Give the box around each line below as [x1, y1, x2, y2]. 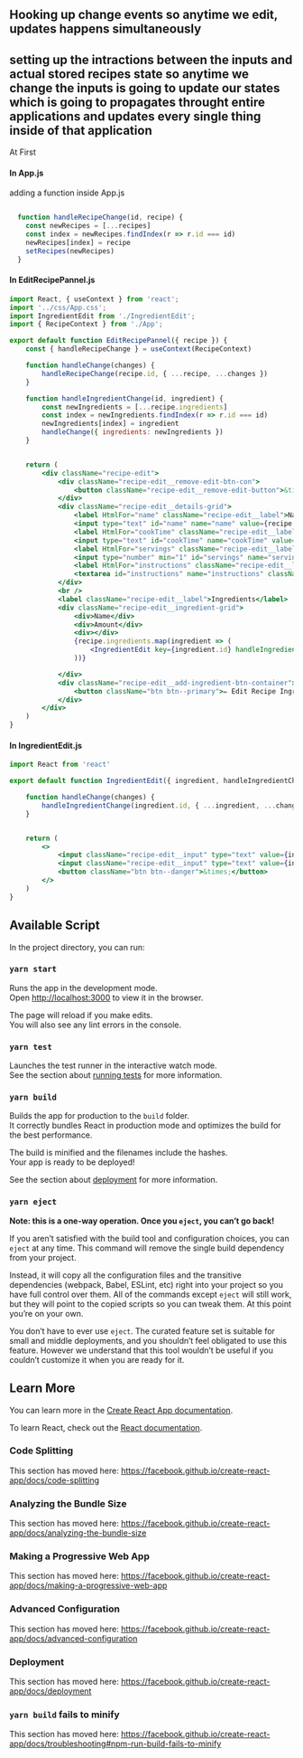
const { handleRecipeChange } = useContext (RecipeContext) [25, 345, 252, 354]
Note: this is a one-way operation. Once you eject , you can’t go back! [9, 1215, 275, 1226]
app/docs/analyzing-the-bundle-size [9, 1527, 147, 1538]
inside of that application [9, 122, 152, 138]
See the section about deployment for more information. [9, 1175, 218, 1186]
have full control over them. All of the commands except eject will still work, [9, 1289, 292, 1300]
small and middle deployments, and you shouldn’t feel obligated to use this [9, 1335, 287, 1346]
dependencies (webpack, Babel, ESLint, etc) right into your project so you [9, 1279, 284, 1290]
